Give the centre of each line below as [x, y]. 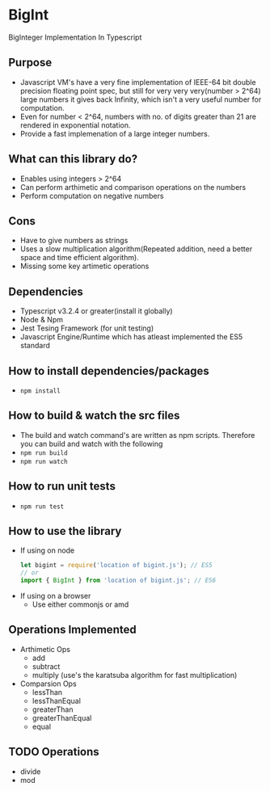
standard [35, 346]
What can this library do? [73, 159]
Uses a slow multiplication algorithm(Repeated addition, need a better [136, 249]
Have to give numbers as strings [74, 241]
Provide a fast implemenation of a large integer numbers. [115, 133]
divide [30, 771]
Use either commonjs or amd [80, 604]
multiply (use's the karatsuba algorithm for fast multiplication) [135, 675]
